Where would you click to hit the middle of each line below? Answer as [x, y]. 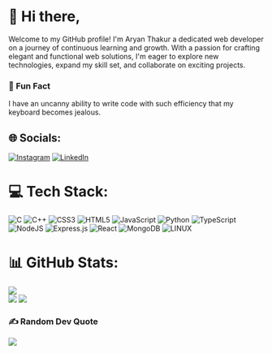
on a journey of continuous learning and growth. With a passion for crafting [134, 47]
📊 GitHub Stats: [64, 263]
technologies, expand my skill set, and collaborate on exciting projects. [127, 65]
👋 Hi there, [45, 17]
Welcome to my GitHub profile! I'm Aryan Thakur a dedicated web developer [136, 39]
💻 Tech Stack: [58, 192]
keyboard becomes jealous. [55, 112]
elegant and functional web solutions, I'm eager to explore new [114, 56]
